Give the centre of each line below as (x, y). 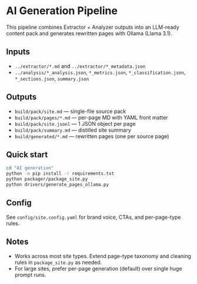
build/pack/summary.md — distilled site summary (73, 130)
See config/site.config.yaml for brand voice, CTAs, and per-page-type (94, 217)
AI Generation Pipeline (62, 11)
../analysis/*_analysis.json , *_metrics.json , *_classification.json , (100, 72)
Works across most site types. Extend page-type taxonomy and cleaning (103, 256)
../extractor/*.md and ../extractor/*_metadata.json (80, 66)
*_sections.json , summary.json (52, 78)
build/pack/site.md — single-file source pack (70, 111)
